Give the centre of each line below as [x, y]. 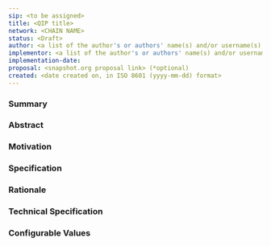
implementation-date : [45, 61]
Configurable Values [50, 233]
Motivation [30, 147]
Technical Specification [56, 211]
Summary [28, 104]
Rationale [27, 190]
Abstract [26, 125]
